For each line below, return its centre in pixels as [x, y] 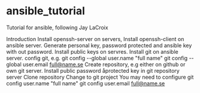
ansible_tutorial [46, 11]
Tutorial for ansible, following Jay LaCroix [57, 27]
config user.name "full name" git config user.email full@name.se [86, 83]
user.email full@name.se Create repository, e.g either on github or [104, 64]
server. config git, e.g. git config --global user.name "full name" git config [97, 58]
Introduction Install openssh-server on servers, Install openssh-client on [95, 39]
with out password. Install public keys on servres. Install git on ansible [92, 51]
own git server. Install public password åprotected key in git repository [93, 70]
